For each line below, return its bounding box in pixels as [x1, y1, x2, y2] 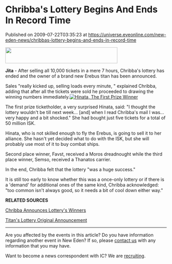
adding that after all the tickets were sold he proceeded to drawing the [5, 88, 154, 95]
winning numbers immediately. [5, 93, 70, 100]
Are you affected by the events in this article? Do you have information [5, 232, 154, 238]
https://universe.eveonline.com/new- [88, 31, 166, 37]
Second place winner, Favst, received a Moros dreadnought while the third [5, 150, 163, 157]
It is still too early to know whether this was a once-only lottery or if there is [5, 176, 165, 182]
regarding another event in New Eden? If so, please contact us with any [5, 237, 156, 243]
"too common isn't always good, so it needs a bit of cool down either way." [5, 187, 163, 193]
